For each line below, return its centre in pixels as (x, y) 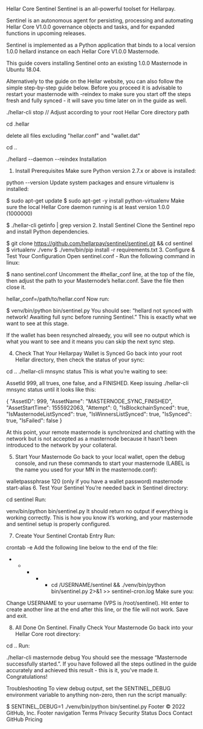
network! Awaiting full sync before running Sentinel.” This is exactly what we (101, 317)
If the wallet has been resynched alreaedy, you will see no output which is (98, 335)
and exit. (17, 616)
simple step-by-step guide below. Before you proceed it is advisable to (94, 88)
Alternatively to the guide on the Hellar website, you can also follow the (95, 81)
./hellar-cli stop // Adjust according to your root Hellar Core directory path (98, 112)
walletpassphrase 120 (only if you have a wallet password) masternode (95, 481)
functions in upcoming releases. (46, 33)
